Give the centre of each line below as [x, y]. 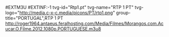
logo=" [12, 13]
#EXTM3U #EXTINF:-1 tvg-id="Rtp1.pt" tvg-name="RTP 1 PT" [70, 7]
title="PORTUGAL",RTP [29, 18]
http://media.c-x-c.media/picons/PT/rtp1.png [66, 13]
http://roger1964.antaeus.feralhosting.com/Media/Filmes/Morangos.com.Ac [84, 23]
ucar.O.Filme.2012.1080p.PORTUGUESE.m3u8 [53, 29]
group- [123, 13]
